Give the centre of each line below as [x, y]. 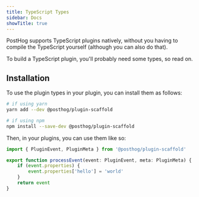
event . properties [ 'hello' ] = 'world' [76, 171]
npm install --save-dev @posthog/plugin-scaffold [71, 126]
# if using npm [26, 120]
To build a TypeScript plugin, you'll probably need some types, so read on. [100, 59]
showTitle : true [27, 23]
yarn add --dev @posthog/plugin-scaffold [60, 110]
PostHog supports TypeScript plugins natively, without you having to [92, 41]
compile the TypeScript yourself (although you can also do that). [87, 47]
